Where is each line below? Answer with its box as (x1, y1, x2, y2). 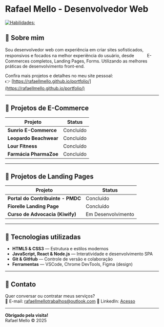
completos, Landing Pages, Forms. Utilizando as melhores (30, 58, 147, 64)
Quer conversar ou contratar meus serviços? (5, 293, 95, 299)
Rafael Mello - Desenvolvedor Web (5, 3, 149, 15)
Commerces (5, 58, 30, 64)
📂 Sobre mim (5, 34, 45, 42)
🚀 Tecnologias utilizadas (5, 233, 81, 241)
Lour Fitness (7, 143, 38, 150)
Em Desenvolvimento (85, 211, 134, 218)
